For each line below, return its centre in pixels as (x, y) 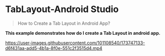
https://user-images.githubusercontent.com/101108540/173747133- (75, 43)
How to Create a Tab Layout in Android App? (64, 23)
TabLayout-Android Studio (62, 9)
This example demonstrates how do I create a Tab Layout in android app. (83, 33)
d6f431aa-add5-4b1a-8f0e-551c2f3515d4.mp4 (54, 48)
